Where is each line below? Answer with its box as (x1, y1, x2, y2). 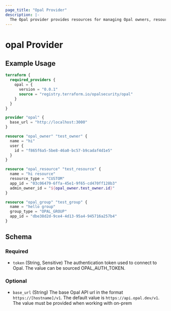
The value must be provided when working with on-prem (12, 300, 132, 306)
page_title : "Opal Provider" (5, 7, 67, 13)
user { (10, 143, 24, 148)
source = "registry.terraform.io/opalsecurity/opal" (18, 91, 133, 97)
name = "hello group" (10, 204, 56, 210)
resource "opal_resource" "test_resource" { (5, 167, 101, 172)
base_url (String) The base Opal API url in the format (12, 289, 123, 295)
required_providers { (10, 77, 56, 83)
